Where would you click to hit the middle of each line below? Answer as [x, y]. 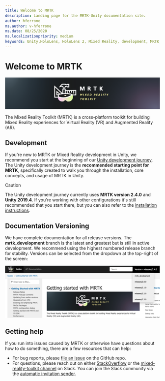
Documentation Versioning [47, 226]
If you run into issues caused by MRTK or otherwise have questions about [80, 343]
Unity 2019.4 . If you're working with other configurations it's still [70, 200]
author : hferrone [23, 21]
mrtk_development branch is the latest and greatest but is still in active [77, 243]
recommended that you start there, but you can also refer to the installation [81, 205]
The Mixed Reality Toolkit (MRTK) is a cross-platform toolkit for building [77, 117]
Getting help [24, 332]
